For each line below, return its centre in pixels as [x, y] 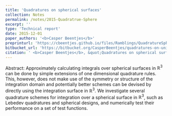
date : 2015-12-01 [24, 34]
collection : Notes [25, 15]
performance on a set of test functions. [47, 108]
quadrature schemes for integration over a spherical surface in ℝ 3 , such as [84, 97]
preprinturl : [19, 43]
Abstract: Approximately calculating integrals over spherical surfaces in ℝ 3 [84, 68]
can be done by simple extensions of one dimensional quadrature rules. [81, 74]
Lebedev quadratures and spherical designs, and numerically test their [80, 103]
